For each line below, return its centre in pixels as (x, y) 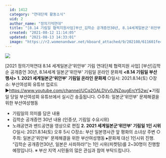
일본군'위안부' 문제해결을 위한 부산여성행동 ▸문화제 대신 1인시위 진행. (89, 138)
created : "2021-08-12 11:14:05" (43, 33)
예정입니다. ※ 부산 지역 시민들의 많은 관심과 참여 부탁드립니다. (72, 150)
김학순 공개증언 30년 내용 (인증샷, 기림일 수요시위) (61, 119)
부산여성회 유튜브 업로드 (35, 84)
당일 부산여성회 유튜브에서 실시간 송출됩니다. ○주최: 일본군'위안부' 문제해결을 (85, 96)
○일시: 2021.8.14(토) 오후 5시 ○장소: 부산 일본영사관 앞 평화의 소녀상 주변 (84, 132)
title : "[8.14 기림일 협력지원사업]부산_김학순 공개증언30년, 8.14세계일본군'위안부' (86, 28)
